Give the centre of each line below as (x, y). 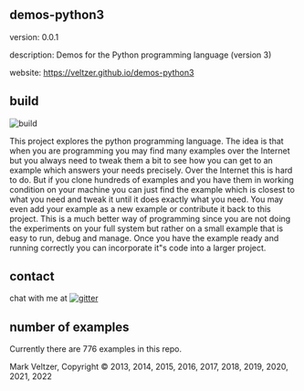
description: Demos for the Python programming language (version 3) (141, 55)
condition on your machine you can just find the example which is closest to (152, 189)
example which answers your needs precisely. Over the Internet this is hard (151, 170)
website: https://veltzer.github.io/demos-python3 (102, 72)
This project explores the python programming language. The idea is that (147, 141)
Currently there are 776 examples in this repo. (96, 349)
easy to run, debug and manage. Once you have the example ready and (144, 238)
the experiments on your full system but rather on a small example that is (147, 228)
